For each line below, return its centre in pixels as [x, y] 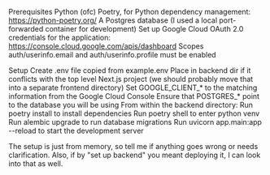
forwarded [26, 29]
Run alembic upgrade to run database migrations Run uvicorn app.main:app [135, 122]
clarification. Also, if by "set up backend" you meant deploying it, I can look [135, 155]
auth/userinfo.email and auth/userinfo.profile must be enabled [113, 55]
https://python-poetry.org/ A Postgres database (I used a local [113, 20]
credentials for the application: [60, 37]
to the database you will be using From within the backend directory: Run [131, 105]
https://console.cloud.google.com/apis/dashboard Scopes [106, 46]
